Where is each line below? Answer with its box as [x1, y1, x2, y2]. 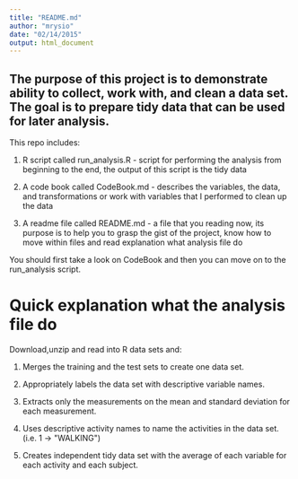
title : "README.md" [9, 13, 83, 22]
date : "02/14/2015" [9, 30, 83, 39]
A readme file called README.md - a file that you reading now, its [22, 218, 265, 229]
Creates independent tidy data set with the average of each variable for [22, 450, 287, 460]
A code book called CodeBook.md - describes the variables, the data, [22, 181, 281, 193]
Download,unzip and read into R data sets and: [9, 344, 182, 354]
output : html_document [9, 38, 94, 48]
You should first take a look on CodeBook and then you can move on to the [9, 255, 286, 266]
